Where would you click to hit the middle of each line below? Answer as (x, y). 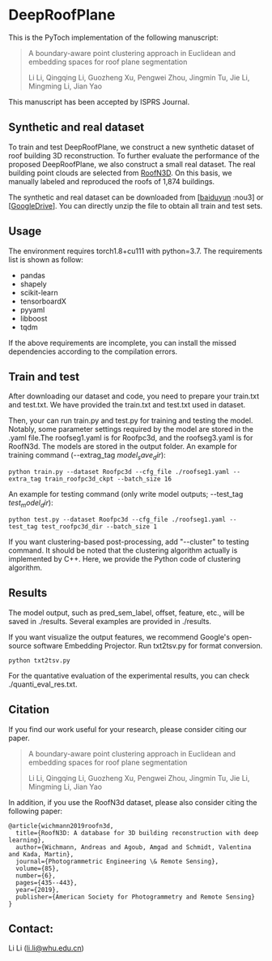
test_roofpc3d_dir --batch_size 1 (99, 526)
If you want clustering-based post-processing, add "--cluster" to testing (129, 541)
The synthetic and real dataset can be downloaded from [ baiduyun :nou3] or (136, 197)
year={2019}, (38, 890)
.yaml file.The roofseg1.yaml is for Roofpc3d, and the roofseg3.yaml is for (131, 438)
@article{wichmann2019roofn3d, (61, 825)
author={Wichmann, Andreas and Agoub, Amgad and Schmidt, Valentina (134, 847)
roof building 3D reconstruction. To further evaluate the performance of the (134, 155)
